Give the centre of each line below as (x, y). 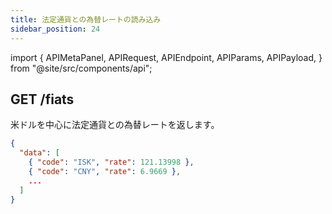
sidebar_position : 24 (55, 29)
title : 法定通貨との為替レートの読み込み (86, 19)
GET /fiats (42, 99)
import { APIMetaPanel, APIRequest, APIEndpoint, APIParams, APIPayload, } (166, 57)
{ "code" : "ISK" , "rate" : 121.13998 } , (111, 162)
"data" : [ (39, 153)
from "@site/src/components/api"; (81, 68)
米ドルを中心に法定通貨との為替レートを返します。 (115, 125)
